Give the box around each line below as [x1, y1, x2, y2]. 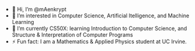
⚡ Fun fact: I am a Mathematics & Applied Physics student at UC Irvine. [11, 38, 187, 45]
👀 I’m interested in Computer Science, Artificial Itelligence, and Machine [11, 12, 190, 19]
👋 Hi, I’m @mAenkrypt [11, 6, 67, 13]
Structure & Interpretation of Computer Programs [11, 31, 133, 38]
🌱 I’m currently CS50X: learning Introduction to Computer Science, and [11, 25, 187, 32]
